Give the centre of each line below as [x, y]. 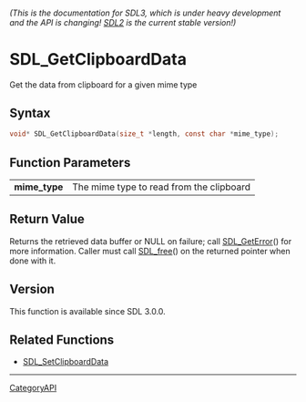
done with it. [33, 261]
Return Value [47, 219]
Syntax [30, 113]
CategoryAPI [33, 388]
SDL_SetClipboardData [66, 362]
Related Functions [62, 340]
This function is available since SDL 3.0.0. [87, 311]
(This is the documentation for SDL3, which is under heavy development [145, 13]
